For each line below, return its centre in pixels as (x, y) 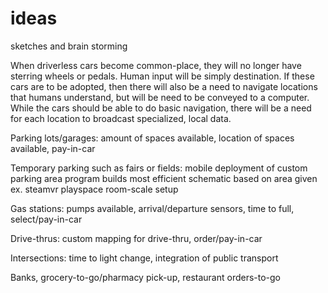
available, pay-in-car (53, 148)
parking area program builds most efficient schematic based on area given (164, 178)
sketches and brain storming (69, 46)
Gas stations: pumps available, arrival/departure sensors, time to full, (152, 208)
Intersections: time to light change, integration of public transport (144, 258)
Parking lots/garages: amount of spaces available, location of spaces (152, 138)
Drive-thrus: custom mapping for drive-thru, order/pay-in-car (136, 238)
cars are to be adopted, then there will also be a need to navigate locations (164, 86)
